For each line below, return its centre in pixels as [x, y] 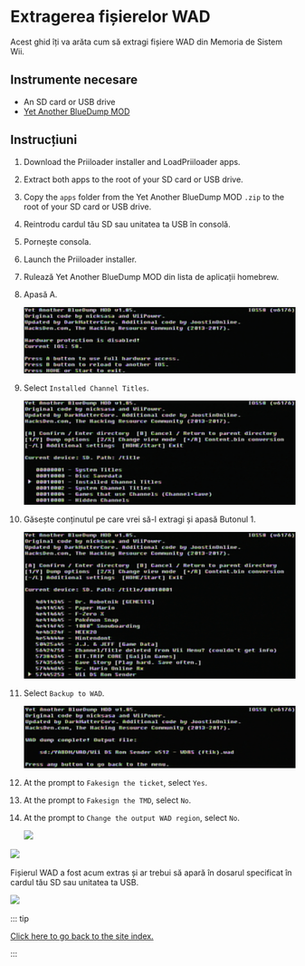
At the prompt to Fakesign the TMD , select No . [107, 800]
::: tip [20, 918]
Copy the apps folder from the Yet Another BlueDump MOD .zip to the [153, 197]
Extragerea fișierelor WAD [110, 17]
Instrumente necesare [74, 80]
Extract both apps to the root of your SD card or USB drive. [133, 179]
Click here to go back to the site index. [82, 936]
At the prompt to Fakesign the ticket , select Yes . [115, 782]
